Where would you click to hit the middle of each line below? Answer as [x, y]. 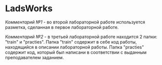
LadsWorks [29, 9]
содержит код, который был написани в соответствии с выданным [76, 52]
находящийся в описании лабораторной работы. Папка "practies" [75, 47]
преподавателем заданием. [35, 57]
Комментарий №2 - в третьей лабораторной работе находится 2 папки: [81, 37]
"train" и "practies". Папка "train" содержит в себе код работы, [71, 42]
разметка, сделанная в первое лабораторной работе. [62, 27]
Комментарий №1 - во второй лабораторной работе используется [75, 22]
